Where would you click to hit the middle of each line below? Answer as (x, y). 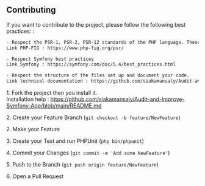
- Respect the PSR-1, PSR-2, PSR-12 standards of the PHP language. (95, 42)
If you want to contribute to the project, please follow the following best (96, 24)
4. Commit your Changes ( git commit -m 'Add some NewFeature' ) (88, 153)
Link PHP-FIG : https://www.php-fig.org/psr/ (65, 48)
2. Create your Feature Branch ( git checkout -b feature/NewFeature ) (94, 117)
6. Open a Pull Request (35, 176)
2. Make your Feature (33, 129)
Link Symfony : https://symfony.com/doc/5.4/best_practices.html (91, 64)
